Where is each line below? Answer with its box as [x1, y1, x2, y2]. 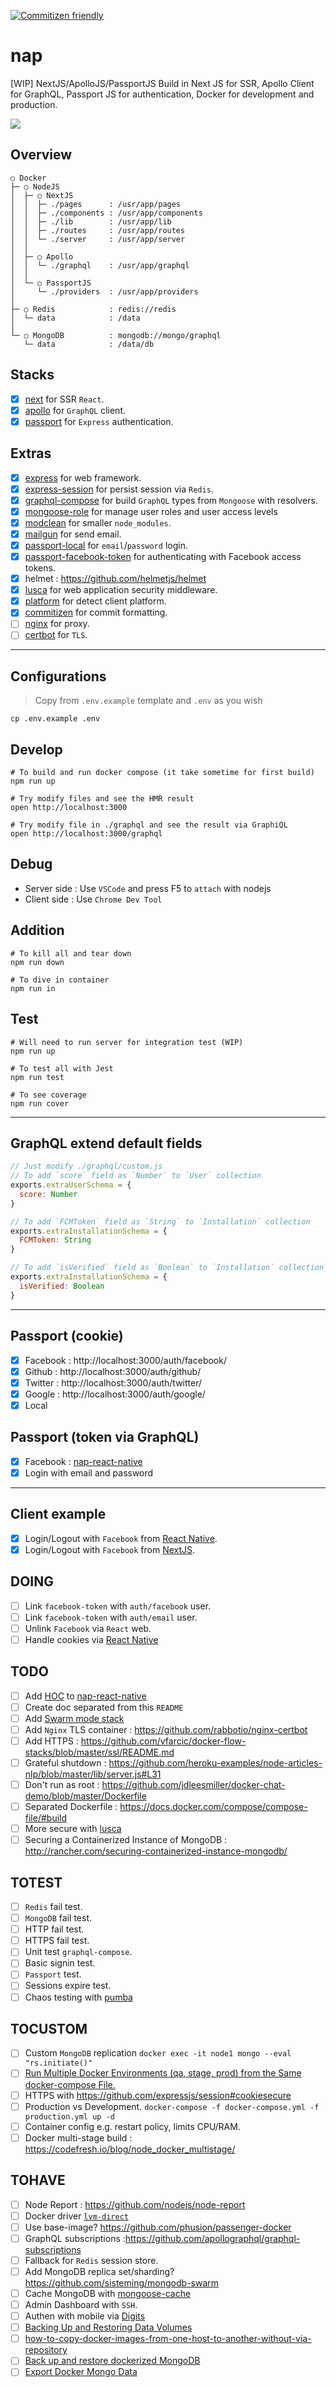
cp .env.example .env [10, 714, 101, 724]
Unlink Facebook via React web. [24, 1622, 152, 1634]
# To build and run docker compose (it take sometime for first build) [10, 768, 315, 778]
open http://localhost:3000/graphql [10, 829, 163, 839]
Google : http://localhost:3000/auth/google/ [24, 1388, 206, 1400]
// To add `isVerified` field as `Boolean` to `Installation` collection [10, 1263, 325, 1273]
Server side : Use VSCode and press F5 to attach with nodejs [24, 882, 272, 894]
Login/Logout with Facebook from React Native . [24, 1532, 218, 1544]
